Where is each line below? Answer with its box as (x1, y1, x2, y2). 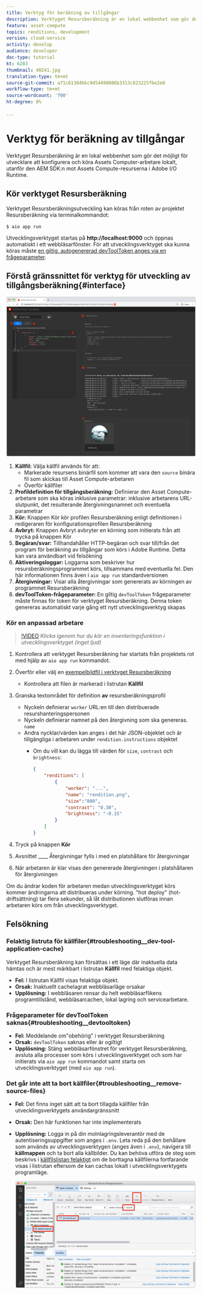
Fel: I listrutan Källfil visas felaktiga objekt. (14, 977, 119, 984)
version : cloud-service (6, 35, 66, 42)
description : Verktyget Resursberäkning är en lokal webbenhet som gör (6, 16, 189, 22)
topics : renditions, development (6, 29, 90, 35)
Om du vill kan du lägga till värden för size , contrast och (32, 747, 173, 754)
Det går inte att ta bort (6, 1079, 72, 1088)
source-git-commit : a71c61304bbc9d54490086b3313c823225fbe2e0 (6, 80, 165, 86)
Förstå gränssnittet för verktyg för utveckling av (6, 270, 191, 281)
